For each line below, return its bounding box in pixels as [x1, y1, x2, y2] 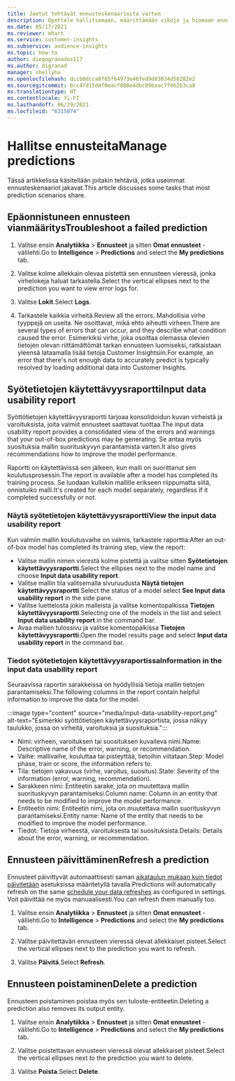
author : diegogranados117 [7, 56, 83, 63]
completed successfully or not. [7, 493, 97, 502]
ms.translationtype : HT [7, 88, 77, 95]
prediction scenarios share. [7, 190, 86, 199]
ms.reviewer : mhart [7, 29, 64, 37]
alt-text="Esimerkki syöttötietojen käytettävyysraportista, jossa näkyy [7, 716, 208, 724]
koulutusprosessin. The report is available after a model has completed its [7, 471, 218, 479]
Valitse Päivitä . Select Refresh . [17, 958, 106, 966]
